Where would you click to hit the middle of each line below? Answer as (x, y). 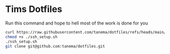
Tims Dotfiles (34, 9)
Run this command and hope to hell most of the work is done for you (77, 23)
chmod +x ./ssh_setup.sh (31, 37)
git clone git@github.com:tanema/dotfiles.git (55, 46)
